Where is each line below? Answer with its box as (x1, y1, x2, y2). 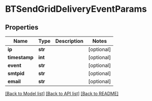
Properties (5, 23, 39, 32)
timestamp (7, 54, 34, 61)
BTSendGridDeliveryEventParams (5, 3, 147, 15)
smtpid (7, 70, 25, 77)
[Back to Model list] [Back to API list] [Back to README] (5, 91, 119, 97)
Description (55, 38, 84, 44)
